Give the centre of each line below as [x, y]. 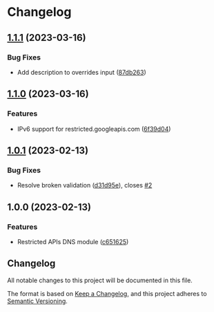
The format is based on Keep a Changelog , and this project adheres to [107, 293]
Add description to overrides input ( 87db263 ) [81, 72]
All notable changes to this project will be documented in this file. [100, 280]
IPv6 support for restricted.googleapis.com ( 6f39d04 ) [94, 129]
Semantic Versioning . [37, 301]
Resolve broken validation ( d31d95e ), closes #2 [85, 185]
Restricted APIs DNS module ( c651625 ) [73, 241]
